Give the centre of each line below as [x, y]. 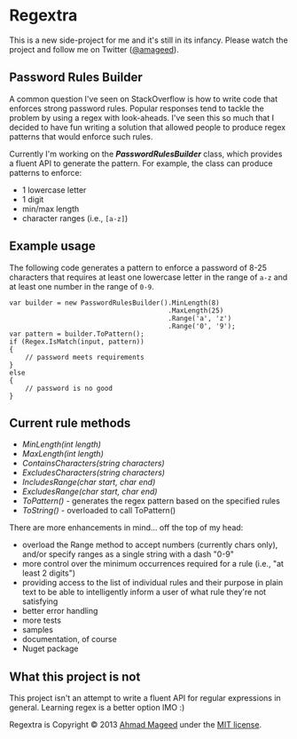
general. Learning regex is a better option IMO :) [97, 708]
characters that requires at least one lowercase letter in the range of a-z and [148, 277]
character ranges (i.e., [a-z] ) [75, 218]
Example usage [52, 246]
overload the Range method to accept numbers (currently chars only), [150, 545]
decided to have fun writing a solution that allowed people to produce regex [148, 127]
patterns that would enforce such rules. [81, 136]
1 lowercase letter [54, 190]
